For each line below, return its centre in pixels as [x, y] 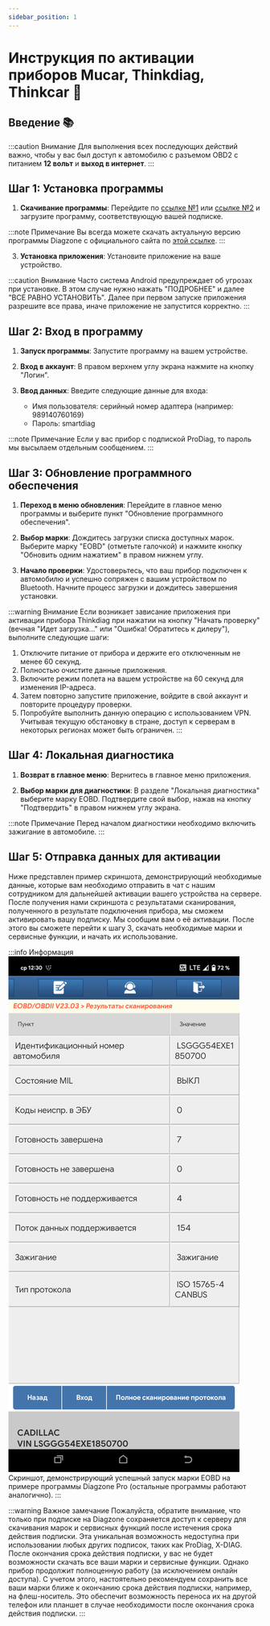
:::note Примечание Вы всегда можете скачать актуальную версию [125, 232]
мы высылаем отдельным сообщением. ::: [81, 448]
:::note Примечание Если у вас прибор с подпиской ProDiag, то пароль [130, 439]
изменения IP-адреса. [58, 687]
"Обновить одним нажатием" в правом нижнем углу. [112, 555]
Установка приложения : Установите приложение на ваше [120, 256]
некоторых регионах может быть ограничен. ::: [101, 730]
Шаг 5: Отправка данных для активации [115, 857]
